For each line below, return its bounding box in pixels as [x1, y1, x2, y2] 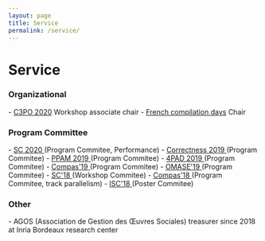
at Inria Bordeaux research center [8, 225, 119, 235]
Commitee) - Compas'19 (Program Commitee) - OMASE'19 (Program [8, 162, 233, 172]
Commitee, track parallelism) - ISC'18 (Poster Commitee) [8, 179, 194, 189]
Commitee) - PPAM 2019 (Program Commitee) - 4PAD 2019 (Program [8, 154, 236, 163]
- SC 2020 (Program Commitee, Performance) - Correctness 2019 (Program [8, 145, 258, 155]
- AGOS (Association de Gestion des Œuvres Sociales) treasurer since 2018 [8, 216, 256, 227]
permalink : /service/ [8, 26, 80, 34]
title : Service [8, 19, 59, 27]
